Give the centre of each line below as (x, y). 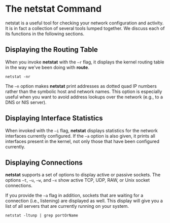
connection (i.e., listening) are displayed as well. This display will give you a (84, 201)
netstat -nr (18, 77)
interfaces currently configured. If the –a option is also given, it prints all (80, 136)
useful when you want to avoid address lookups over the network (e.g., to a (84, 97)
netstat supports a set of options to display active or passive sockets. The (83, 175)
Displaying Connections (44, 162)
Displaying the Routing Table (52, 50)
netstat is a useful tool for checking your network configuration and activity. (84, 23)
